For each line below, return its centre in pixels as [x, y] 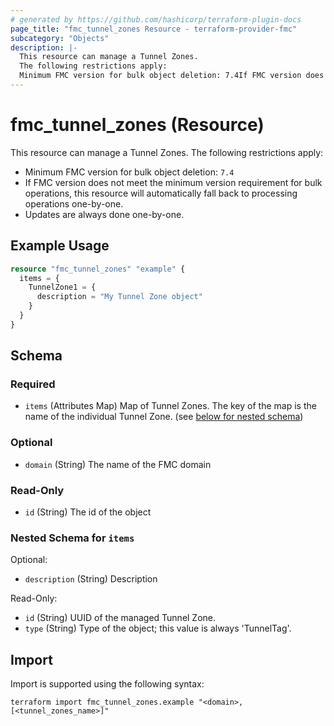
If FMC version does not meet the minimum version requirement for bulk [173, 182]
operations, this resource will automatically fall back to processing [161, 193]
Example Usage [60, 246]
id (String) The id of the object [88, 512]
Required [33, 384]
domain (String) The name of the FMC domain [118, 464]
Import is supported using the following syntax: [107, 684]
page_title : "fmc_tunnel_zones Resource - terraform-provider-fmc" [154, 29]
